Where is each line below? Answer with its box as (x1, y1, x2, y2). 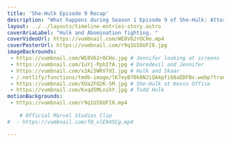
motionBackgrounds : (7, 93, 63, 100)
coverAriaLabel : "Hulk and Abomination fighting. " (7, 29, 158, 36)
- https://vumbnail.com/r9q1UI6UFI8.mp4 (10, 99, 128, 106)
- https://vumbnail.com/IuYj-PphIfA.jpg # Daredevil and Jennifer (10, 61, 205, 68)
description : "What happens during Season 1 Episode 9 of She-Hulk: (7, 16, 208, 23)
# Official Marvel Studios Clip (19, 112, 112, 119)
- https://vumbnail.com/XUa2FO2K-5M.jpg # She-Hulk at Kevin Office (10, 80, 211, 87)
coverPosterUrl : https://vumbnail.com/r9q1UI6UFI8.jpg (7, 42, 168, 49)
